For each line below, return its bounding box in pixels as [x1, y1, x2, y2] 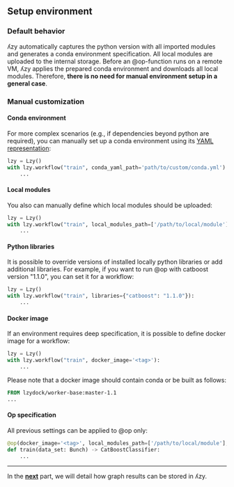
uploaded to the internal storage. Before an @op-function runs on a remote [7, 57, 223, 65]
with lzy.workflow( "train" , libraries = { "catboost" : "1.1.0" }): [7, 292, 195, 300]
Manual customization [7, 97, 85, 106]
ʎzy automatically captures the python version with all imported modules [7, 42, 216, 51]
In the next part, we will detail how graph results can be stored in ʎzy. [7, 472, 208, 480]
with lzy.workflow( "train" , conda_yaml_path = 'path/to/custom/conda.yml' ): [7, 163, 229, 171]
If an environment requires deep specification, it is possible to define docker [7, 330, 226, 338]
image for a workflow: [7, 337, 70, 345]
